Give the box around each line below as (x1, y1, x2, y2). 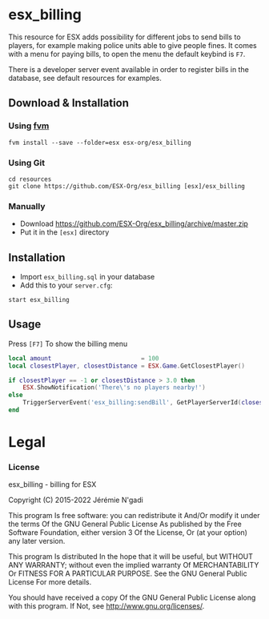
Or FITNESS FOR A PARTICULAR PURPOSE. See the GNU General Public (8, 569, 247, 578)
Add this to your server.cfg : (19, 280, 114, 290)
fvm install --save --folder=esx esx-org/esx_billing (8, 139, 192, 147)
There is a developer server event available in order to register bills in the (8, 64, 250, 74)
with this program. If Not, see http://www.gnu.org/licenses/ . (8, 601, 205, 611)
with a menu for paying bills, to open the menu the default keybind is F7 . (8, 49, 246, 58)
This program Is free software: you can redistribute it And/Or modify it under (8, 511, 260, 521)
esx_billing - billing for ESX (8, 480, 97, 489)
